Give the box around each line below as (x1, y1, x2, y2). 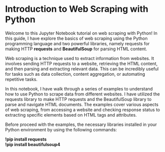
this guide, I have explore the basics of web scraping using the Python (5, 35, 148, 41)
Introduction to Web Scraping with (5, 3, 149, 15)
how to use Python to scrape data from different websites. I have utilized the (5, 91, 160, 97)
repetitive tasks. (5, 76, 38, 82)
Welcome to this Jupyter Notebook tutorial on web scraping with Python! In (5, 30, 158, 36)
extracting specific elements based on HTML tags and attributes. (5, 112, 137, 118)
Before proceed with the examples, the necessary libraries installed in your (5, 122, 157, 127)
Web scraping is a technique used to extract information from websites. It (5, 55, 154, 61)
